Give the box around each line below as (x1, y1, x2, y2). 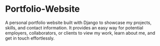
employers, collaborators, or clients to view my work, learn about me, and (5, 30, 156, 36)
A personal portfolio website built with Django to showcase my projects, (5, 20, 152, 25)
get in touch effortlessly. (5, 35, 55, 41)
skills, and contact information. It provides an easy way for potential (5, 24, 144, 30)
